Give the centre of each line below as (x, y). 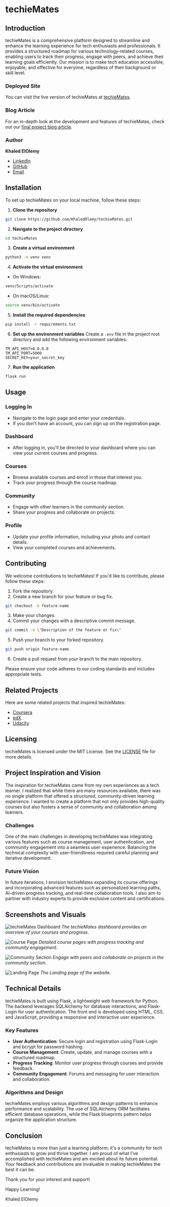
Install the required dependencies (49, 315)
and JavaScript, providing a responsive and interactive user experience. (80, 1017)
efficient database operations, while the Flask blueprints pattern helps (78, 1114)
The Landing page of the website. (76, 972)
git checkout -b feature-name (37, 606)
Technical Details (33, 989)
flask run (16, 376)
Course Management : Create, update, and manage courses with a (82, 1052)
